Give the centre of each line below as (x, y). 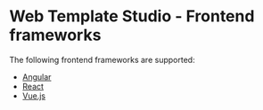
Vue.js (34, 96)
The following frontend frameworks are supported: (102, 59)
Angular (37, 76)
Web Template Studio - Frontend (132, 16)
